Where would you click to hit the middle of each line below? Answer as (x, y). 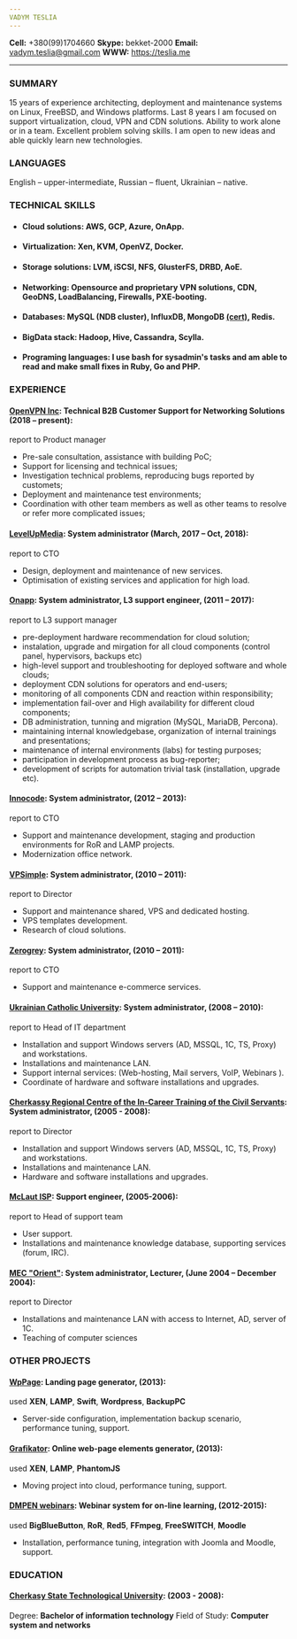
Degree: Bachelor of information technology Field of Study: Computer (139, 1615)
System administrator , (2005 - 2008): (80, 1111)
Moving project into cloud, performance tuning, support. (124, 1485)
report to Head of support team (66, 1217)
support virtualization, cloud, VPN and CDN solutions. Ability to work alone (145, 121)
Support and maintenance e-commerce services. (111, 987)
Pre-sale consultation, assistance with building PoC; (117, 457)
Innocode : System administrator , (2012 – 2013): (98, 799)
